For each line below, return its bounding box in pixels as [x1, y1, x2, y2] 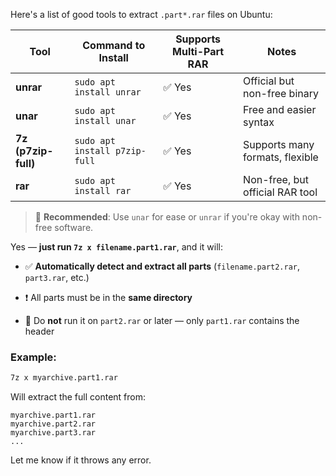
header [24, 325, 55, 337]
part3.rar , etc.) [24, 272, 90, 283]
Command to [82, 39, 146, 52]
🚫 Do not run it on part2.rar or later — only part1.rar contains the [24, 315, 300, 326]
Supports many [243, 138, 315, 151]
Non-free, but [243, 173, 309, 186]
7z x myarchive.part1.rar [10, 373, 118, 383]
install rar [74, 185, 132, 196]
